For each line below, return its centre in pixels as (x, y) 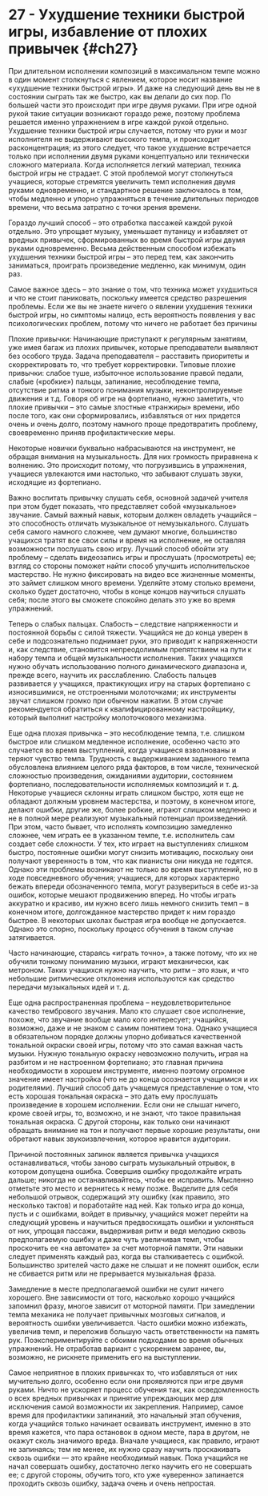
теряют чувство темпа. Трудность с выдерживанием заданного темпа (129, 758)
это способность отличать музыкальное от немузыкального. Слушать (129, 523)
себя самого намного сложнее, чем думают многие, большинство (123, 531)
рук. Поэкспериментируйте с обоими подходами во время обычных (126, 1340)
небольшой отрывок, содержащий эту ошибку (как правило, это (119, 1196)
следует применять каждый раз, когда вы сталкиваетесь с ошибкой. (126, 1256)
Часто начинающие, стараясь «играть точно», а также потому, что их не (133, 953)
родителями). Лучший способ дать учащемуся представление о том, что (134, 1087)
